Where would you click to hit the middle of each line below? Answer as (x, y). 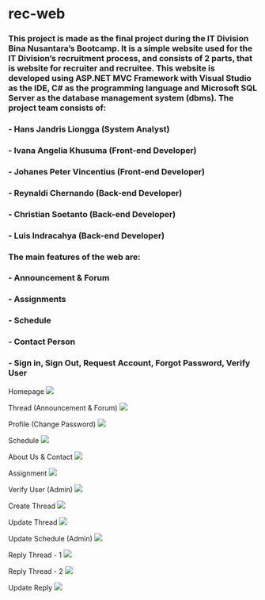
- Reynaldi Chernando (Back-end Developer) (95, 193)
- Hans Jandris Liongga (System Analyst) (89, 129)
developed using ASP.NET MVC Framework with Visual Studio (130, 78)
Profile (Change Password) (52, 424)
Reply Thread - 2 (36, 571)
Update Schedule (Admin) (51, 538)
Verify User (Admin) (41, 489)
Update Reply (30, 587)
